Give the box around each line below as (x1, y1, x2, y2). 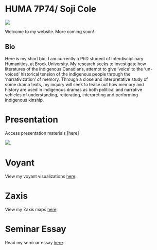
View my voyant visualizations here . (5, 173, 77, 179)
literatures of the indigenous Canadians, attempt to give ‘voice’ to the (5, 66, 143, 71)
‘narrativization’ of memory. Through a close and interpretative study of (5, 76, 148, 82)
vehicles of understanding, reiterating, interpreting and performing (5, 91, 138, 98)
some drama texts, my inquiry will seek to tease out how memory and (5, 81, 144, 87)
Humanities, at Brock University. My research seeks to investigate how (5, 61, 146, 67)
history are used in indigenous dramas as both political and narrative (5, 87, 142, 92)
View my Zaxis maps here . (5, 206, 58, 212)
